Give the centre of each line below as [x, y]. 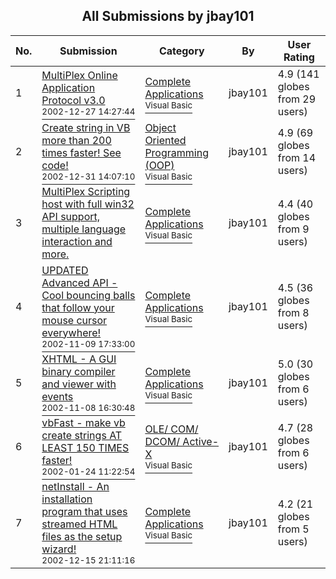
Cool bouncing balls [88, 295]
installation [67, 499]
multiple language [84, 229]
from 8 [293, 312]
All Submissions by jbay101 [168, 16]
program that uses [84, 511]
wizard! [59, 549]
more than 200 [76, 140]
